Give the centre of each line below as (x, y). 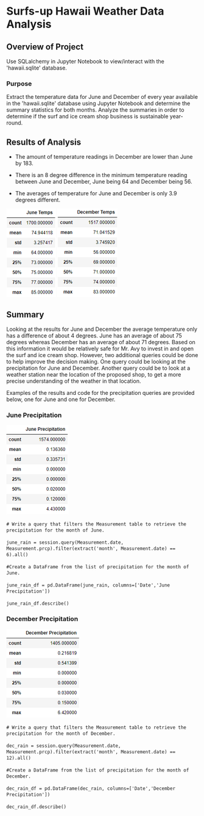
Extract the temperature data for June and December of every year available (102, 97)
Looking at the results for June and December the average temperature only (102, 329)
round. (15, 123)
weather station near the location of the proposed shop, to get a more (94, 374)
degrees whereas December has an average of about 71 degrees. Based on (101, 342)
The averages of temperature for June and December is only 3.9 (96, 193)
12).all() (19, 758)
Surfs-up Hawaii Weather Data (85, 11)
